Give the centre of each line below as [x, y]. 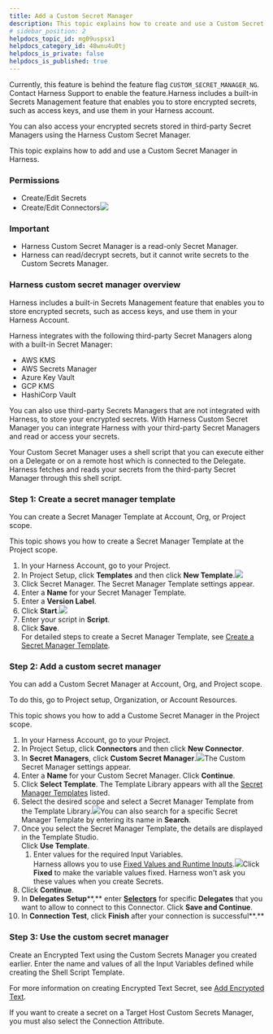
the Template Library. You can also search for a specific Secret [129, 811]
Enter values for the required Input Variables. [108, 854]
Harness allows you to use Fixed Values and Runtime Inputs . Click [146, 864]
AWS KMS [38, 360]
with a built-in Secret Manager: [61, 344]
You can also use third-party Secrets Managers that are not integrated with [135, 410]
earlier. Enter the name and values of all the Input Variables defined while [132, 963]
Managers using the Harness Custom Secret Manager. [100, 134]
